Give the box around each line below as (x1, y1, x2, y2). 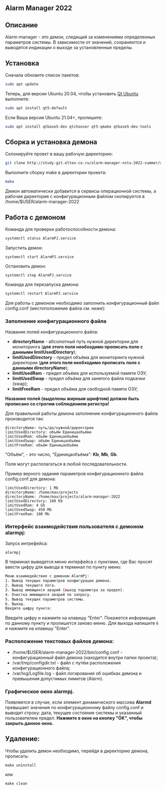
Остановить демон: (5, 263, 46, 269)
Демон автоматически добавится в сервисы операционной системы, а (5, 188, 157, 194)
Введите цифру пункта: (5, 606, 52, 611)
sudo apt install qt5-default (5, 105, 68, 111)
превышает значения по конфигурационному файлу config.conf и (5, 704, 144, 710)
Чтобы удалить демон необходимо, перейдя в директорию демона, (5, 748, 149, 754)
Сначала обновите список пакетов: (5, 72, 80, 78)
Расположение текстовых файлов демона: (5, 638, 114, 645)
